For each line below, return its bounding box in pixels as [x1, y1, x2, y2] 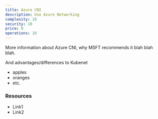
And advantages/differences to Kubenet [5, 60, 88, 65]
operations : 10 [5, 31, 37, 36]
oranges [12, 75, 30, 80]
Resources [5, 92, 32, 99]
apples [12, 69, 27, 75]
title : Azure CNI [5, 7, 42, 13]
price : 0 [5, 26, 24, 31]
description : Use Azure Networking [5, 12, 80, 17]
